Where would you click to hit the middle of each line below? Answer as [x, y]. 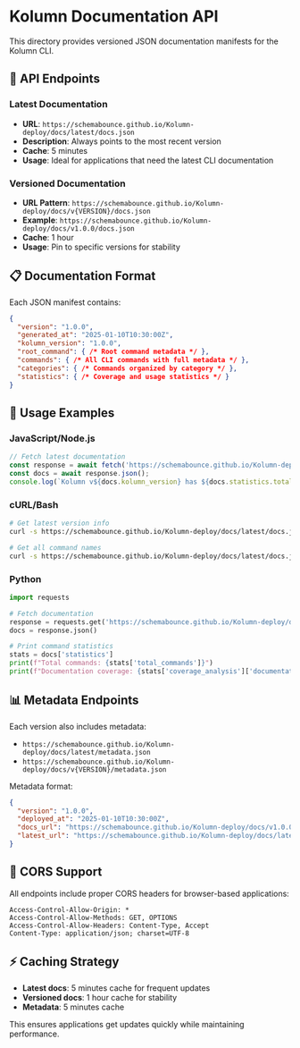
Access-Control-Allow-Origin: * [69, 909]
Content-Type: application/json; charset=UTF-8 [100, 933]
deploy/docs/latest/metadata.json [86, 752]
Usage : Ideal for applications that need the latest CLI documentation [148, 160]
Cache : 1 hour [48, 237]
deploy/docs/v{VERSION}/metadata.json [94, 769]
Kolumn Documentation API [114, 17]
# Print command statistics [62, 647]
